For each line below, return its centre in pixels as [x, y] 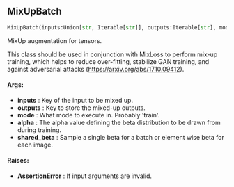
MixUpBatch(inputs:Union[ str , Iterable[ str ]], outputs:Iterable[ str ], [112, 27]
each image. [35, 145]
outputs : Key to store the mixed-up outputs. [81, 108]
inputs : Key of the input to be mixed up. [75, 100]
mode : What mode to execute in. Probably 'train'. [88, 115]
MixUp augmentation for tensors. [55, 40]
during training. [39, 130]
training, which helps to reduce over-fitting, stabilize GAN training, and [108, 61]
